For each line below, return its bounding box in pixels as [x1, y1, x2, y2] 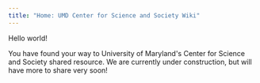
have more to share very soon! [8, 65, 109, 75]
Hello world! [8, 33, 48, 43]
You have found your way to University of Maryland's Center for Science [8, 48, 246, 58]
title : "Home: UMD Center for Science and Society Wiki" [8, 11, 201, 20]
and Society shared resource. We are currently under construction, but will [8, 57, 252, 66]
